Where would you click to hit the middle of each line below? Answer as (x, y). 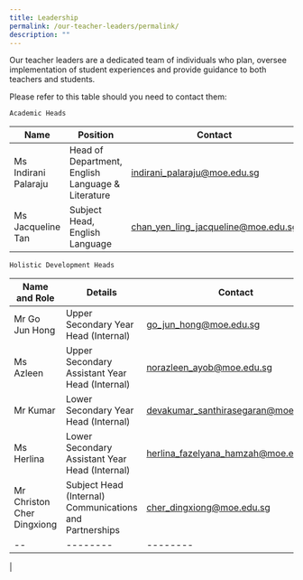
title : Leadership (44, 18)
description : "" (40, 34)
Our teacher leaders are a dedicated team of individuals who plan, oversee (148, 61)
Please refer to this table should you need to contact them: (118, 97)
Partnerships (93, 530)
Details (101, 293)
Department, (96, 162)
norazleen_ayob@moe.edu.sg (209, 368)
